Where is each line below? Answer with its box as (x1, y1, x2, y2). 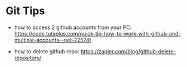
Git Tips (5, 4, 45, 18)
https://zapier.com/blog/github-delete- (80, 47, 176, 55)
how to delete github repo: (14, 47, 80, 55)
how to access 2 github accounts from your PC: (14, 24, 132, 31)
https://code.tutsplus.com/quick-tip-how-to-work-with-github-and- (14, 30, 181, 37)
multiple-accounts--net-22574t (14, 36, 91, 43)
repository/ (14, 54, 42, 61)
